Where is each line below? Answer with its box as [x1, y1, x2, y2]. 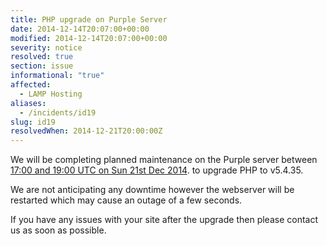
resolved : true [10, 52, 74, 62]
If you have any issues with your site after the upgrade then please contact [10, 214, 318, 226]
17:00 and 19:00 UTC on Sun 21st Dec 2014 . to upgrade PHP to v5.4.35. [10, 164, 304, 176]
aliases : [10, 98, 47, 108]
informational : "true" [10, 71, 105, 81]
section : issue [10, 61, 74, 71]
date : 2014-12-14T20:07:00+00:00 [10, 24, 150, 34]
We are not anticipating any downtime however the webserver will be [10, 184, 295, 196]
